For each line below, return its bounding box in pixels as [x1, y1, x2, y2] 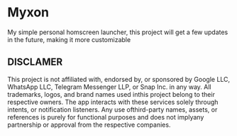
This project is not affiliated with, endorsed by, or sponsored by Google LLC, [7, 75, 231, 83]
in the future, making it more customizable [7, 35, 131, 43]
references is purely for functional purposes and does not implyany [7, 113, 204, 121]
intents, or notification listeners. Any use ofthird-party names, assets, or [7, 105, 218, 114]
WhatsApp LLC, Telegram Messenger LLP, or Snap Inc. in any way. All [7, 83, 211, 91]
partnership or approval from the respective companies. [7, 120, 171, 129]
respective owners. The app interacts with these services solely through [7, 98, 219, 106]
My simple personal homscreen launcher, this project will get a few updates [7, 28, 228, 36]
